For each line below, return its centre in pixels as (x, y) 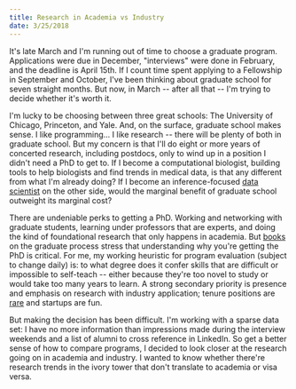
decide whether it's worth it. (61, 98)
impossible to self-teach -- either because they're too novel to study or (139, 274)
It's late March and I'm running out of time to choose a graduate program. (143, 51)
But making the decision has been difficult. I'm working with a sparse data (144, 320)
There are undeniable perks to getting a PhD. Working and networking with (146, 218)
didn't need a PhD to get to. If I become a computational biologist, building (145, 163)
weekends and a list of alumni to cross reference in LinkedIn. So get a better (148, 338)
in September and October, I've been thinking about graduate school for (140, 79)
